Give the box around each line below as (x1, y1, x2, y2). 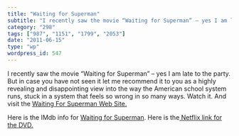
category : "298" (7, 23, 55, 30)
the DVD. (7, 120, 33, 129)
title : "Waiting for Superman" (7, 10, 100, 18)
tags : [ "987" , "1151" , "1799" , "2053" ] (7, 30, 126, 38)
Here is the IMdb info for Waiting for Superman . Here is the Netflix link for (7, 113, 223, 121)
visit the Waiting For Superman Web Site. (7, 99, 127, 108)
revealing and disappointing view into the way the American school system (7, 84, 227, 93)
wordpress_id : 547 (7, 50, 62, 57)
